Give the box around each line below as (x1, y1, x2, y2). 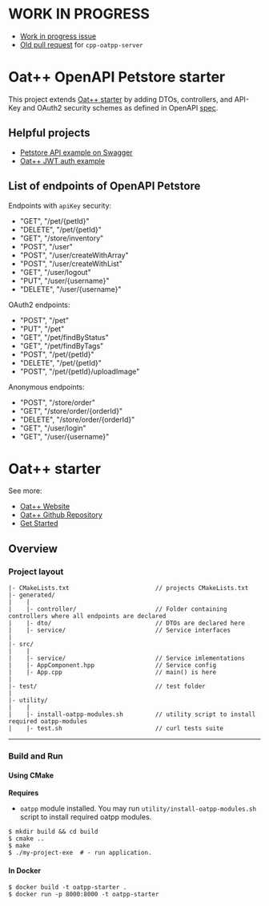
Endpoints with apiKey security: (8, 200, 112, 210)
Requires (8, 788, 39, 798)
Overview (8, 542, 58, 556)
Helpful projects (8, 126, 90, 140)
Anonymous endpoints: (8, 382, 86, 391)
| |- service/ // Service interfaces (8, 626, 231, 634)
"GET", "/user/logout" (19, 267, 91, 277)
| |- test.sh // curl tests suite (8, 725, 224, 733)
